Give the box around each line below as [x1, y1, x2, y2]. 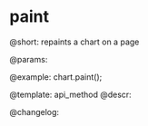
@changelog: [9, 106, 60, 117]
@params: [9, 53, 48, 64]
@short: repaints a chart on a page [9, 36, 140, 47]
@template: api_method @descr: [9, 89, 132, 100]
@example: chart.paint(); [9, 71, 103, 82]
